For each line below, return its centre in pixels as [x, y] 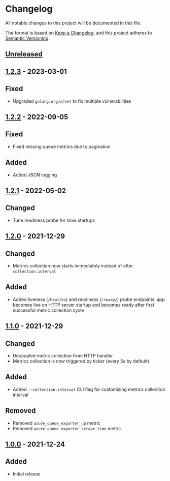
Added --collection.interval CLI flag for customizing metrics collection [89, 389]
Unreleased [24, 54]
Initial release [26, 474]
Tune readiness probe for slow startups [54, 220]
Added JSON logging [35, 175]
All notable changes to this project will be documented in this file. [74, 23]
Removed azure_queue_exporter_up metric [56, 423]
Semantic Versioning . [27, 38]
